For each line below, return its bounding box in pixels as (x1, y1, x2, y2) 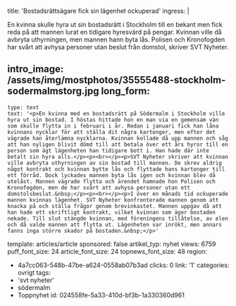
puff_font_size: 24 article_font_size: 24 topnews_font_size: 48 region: (7, 247, 208, 255)
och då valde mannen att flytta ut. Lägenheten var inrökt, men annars (7, 221, 222, 228)
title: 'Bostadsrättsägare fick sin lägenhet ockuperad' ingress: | (7, 7, 190, 15)
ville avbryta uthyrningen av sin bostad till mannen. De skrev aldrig (7, 159, 222, 166)
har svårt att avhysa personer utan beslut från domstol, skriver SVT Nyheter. (7, 43, 229, 51)
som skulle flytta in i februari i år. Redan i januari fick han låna (7, 122, 219, 130)
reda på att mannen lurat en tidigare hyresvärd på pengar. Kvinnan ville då (7, 28, 222, 36)
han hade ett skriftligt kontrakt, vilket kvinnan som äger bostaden (7, 209, 216, 216)
